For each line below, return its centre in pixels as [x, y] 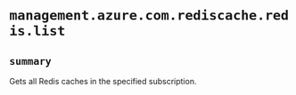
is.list [37, 32]
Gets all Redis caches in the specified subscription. [103, 81]
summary [30, 61]
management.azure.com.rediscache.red [149, 16]
